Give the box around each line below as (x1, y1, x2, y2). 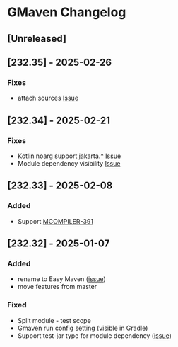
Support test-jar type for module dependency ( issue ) (17, 331, 172, 340)
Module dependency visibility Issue (17, 159, 121, 167)
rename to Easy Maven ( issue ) (17, 275, 106, 283)
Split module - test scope (17, 316, 92, 324)
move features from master (17, 283, 97, 291)
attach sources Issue (17, 93, 79, 103)
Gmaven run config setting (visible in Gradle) (17, 324, 148, 332)
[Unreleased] (7, 33, 67, 45)
